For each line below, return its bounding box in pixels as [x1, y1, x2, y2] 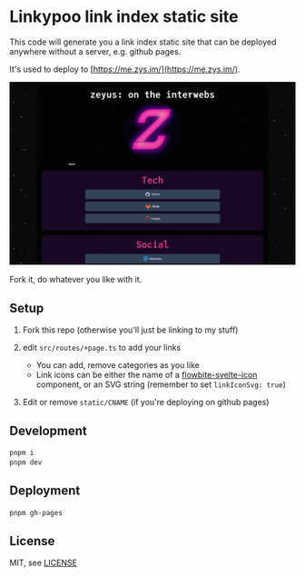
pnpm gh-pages [9, 508, 64, 517]
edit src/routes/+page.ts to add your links [22, 343, 182, 353]
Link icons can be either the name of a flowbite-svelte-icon [35, 370, 258, 381]
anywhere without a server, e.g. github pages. [9, 45, 182, 56]
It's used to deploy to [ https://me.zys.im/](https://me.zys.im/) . [9, 64, 241, 75]
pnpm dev [9, 457, 43, 467]
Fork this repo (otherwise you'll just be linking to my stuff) [22, 324, 239, 335]
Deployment [9, 483, 81, 499]
